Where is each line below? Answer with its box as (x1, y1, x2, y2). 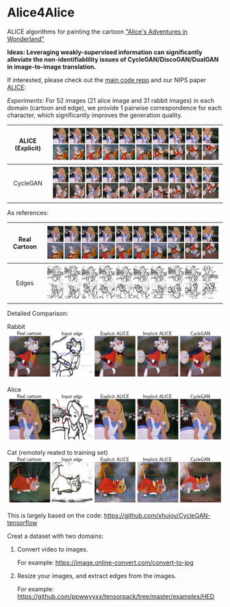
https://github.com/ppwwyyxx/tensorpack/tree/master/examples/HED (16, 593, 215, 601)
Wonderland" (7, 34, 44, 42)
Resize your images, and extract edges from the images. (16, 572, 177, 580)
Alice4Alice (7, 5, 75, 21)
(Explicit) (14, 144, 41, 152)
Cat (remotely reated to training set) (7, 448, 108, 456)
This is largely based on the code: (7, 512, 103, 520)
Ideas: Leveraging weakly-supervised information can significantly (7, 48, 203, 56)
